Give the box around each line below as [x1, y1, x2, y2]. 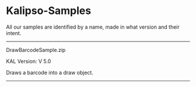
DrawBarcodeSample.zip [6, 46, 66, 53]
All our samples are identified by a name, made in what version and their [6, 23, 180, 30]
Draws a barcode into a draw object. [6, 69, 93, 76]
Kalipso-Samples [6, 4, 92, 18]
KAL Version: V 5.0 [6, 57, 51, 65]
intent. [6, 29, 22, 36]
